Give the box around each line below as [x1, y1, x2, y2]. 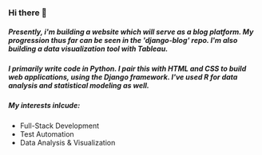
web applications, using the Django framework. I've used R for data [8, 72, 238, 82]
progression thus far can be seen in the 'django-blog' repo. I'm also [8, 35, 238, 45]
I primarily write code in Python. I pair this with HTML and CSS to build [8, 64, 247, 73]
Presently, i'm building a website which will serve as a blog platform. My [8, 27, 254, 37]
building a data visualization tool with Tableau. [8, 44, 169, 53]
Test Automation [19, 129, 74, 138]
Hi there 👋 [8, 7, 48, 18]
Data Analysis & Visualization [19, 138, 116, 147]
